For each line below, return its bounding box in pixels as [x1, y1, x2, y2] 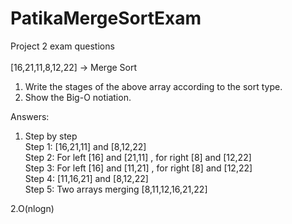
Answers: [10, 110, 50, 122]
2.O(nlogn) [10, 202, 55, 214]
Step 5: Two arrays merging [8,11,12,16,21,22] [24, 183, 208, 195]
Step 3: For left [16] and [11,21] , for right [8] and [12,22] [24, 162, 253, 174]
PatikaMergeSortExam [10, 7, 202, 30]
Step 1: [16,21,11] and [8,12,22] [24, 140, 147, 152]
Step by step [24, 130, 78, 142]
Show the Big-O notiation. [24, 91, 132, 103]
